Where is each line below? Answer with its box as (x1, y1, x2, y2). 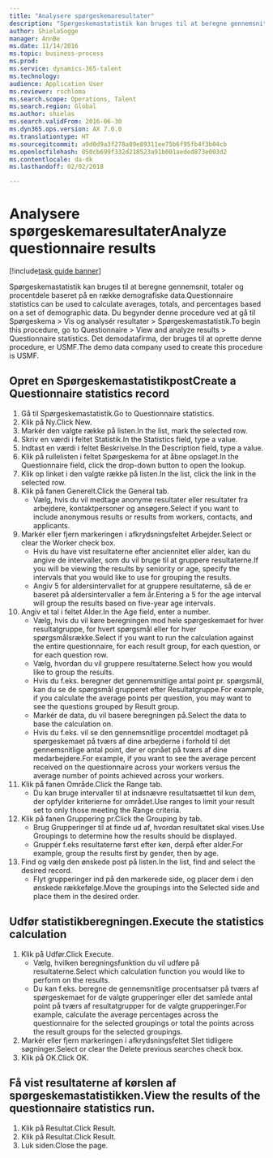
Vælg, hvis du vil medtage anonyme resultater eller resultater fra (32, 494, 248, 504)
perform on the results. (32, 975, 110, 984)
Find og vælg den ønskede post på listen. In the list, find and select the (20, 857, 256, 867)
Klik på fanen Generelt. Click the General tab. (20, 486, 169, 496)
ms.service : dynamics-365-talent (9, 65, 122, 73)
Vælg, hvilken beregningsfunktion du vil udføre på (32, 958, 200, 967)
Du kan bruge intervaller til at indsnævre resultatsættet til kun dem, (32, 788, 257, 798)
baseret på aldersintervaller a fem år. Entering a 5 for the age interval (32, 589, 262, 599)
